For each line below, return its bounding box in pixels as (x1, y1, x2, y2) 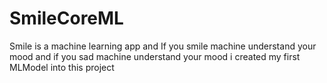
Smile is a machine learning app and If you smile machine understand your (9, 40, 317, 52)
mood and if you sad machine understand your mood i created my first (9, 50, 301, 62)
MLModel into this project (9, 61, 115, 73)
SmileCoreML (9, 7, 124, 30)
